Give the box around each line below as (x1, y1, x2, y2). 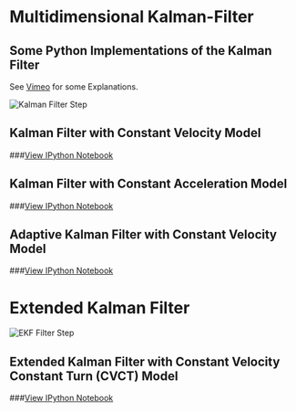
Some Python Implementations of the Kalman (9, 43, 272, 58)
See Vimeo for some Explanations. (9, 81, 138, 92)
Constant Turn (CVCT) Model (9, 368, 179, 384)
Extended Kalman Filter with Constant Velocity (9, 354, 281, 369)
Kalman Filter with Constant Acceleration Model (9, 176, 288, 192)
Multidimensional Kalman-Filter (9, 6, 255, 27)
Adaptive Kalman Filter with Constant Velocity (9, 227, 278, 243)
